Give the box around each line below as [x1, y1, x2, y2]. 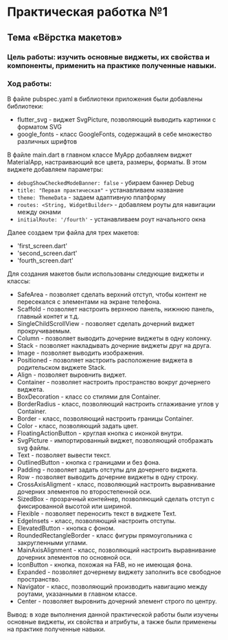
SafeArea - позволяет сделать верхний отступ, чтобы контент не [16, 290, 207, 298]
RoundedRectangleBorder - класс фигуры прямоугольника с [16, 531, 193, 540]
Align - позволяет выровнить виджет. [16, 371, 127, 379]
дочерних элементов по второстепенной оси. [16, 487, 152, 496]
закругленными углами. [16, 538, 88, 547]
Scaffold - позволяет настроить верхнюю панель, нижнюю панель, [16, 305, 214, 313]
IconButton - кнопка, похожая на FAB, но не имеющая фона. [16, 560, 193, 569]
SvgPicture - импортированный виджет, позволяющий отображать [16, 436, 214, 444]
